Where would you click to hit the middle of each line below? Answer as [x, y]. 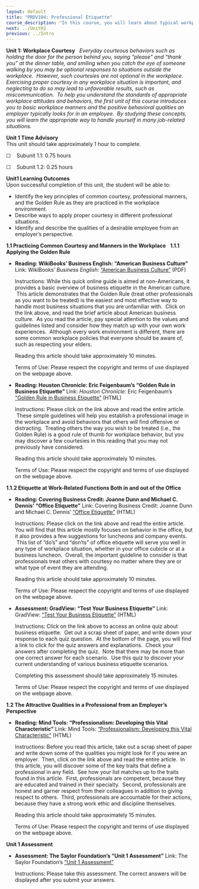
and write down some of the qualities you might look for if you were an [101, 753]
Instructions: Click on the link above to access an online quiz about [96, 626]
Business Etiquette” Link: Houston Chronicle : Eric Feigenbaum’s [94, 392]
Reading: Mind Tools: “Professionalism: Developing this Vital [91, 723]
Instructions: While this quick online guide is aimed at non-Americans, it [102, 281]
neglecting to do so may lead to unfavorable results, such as [80, 88]
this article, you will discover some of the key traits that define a [92, 766]
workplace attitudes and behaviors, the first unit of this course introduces [96, 101]
